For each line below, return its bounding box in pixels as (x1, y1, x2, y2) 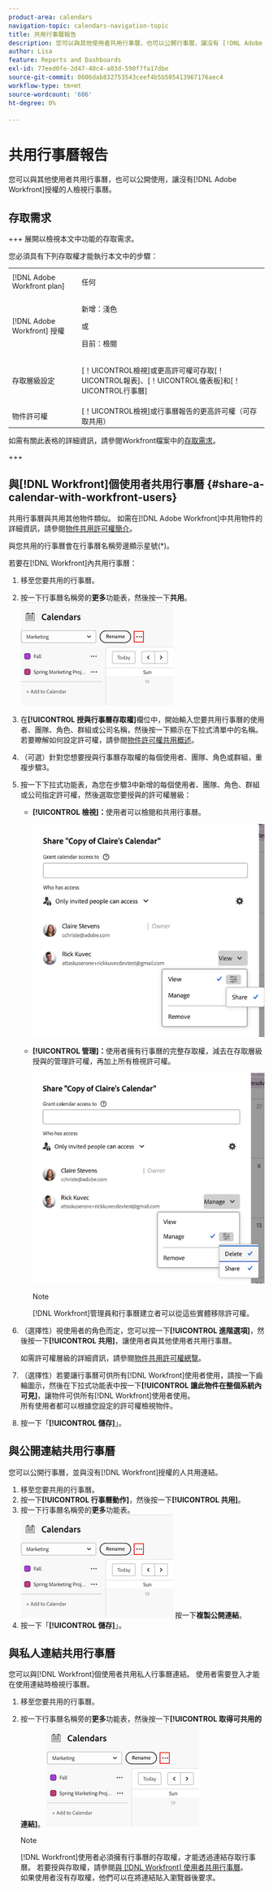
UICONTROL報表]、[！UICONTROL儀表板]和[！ (80, 376, 241, 385)
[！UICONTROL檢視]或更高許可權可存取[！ (80, 366, 225, 376)
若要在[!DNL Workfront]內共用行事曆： (8, 558, 137, 568)
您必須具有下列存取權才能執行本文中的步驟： (8, 251, 158, 260)
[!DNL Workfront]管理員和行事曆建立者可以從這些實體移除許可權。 (32, 1308, 254, 1317)
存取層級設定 (11, 376, 55, 385)
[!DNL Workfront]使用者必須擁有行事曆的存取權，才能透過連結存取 (19, 1853, 242, 1862)
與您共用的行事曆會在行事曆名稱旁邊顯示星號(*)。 (8, 541, 175, 551)
